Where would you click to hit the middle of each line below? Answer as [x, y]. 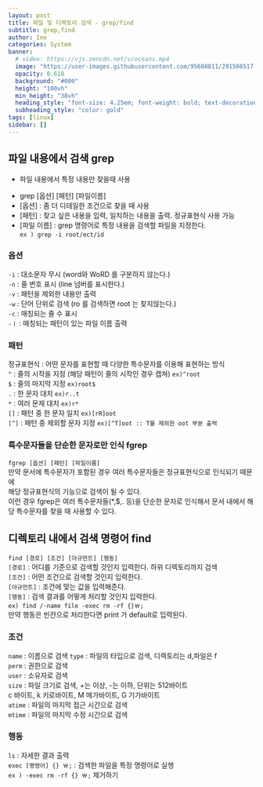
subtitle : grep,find [42, 30]
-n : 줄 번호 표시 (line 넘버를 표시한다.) [67, 284]
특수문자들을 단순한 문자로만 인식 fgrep [78, 446]
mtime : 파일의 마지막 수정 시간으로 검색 [68, 714]
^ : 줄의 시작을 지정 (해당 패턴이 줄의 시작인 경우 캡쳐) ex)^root [104, 374]
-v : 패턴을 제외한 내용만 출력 [52, 293]
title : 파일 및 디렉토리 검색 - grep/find [71, 23]
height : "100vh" [41, 88]
